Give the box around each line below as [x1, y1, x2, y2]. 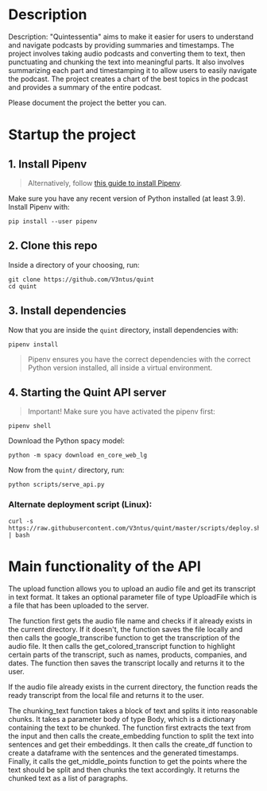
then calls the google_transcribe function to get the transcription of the [8, 633, 241, 642]
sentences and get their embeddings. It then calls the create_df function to [8, 739, 253, 749]
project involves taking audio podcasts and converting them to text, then [8, 48, 246, 58]
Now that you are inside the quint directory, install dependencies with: [8, 325, 238, 334]
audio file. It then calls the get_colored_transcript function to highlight [8, 641, 236, 650]
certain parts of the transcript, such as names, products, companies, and [8, 650, 248, 659]
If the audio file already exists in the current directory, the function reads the [8, 681, 258, 692]
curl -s [8, 517, 34, 525]
